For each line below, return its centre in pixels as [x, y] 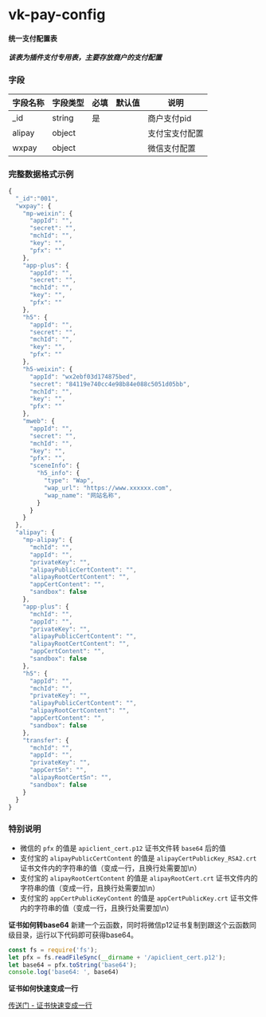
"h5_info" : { [59, 473]
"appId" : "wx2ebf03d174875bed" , [83, 377]
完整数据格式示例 [41, 174]
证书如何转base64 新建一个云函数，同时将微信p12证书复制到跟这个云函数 [129, 924]
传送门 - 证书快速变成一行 [51, 1005]
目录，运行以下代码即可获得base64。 [76, 935]
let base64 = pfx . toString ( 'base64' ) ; [72, 965]
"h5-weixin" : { [48, 369]
